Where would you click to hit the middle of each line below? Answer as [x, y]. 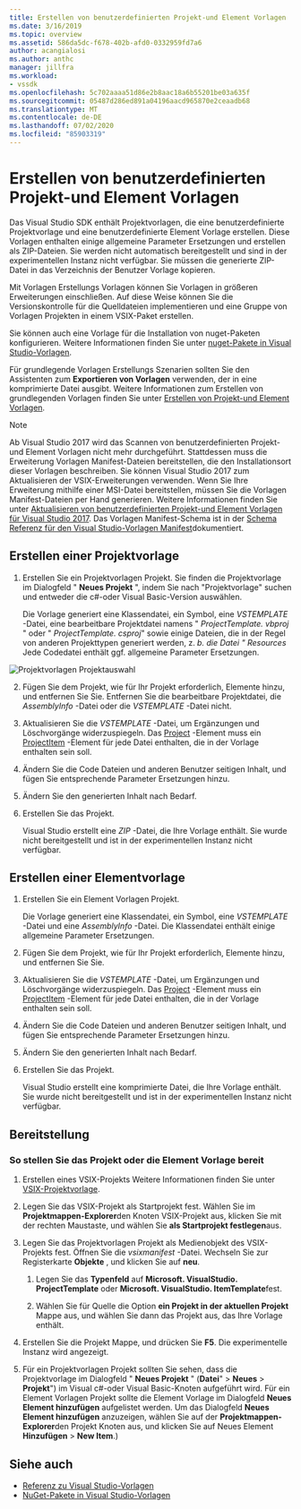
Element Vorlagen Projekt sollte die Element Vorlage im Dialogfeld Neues [157, 1398]
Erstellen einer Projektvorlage [95, 556]
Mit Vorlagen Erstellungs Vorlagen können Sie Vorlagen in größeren [133, 287]
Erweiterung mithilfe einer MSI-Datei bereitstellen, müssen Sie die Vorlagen [148, 490]
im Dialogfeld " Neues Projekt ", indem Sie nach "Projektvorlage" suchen [157, 587]
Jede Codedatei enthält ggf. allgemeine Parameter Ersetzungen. [141, 652]
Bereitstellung [49, 1134]
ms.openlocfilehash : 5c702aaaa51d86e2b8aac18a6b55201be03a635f [130, 92]
